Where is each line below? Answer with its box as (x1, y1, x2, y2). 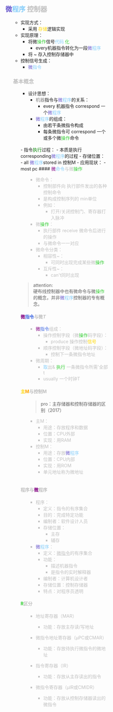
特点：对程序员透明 (43, 588, 84, 594)
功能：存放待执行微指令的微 (43, 645, 102, 651)
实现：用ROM (43, 462, 72, 468)
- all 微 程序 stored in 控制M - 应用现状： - (20, 159, 106, 165)
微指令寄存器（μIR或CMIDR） (36, 684, 97, 690)
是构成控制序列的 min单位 (43, 196, 97, 202)
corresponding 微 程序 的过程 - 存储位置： (20, 153, 105, 159)
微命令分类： (36, 247, 63, 253)
